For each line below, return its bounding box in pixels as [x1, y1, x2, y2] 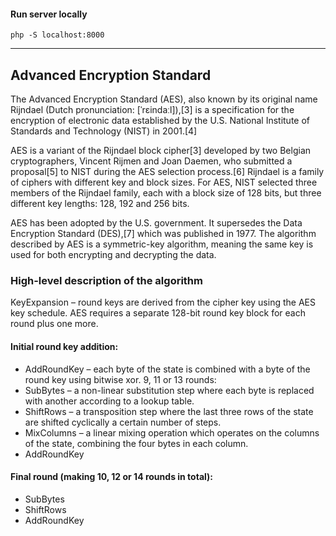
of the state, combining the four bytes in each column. [24, 437, 249, 449]
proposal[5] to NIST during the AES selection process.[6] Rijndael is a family [10, 166, 325, 178]
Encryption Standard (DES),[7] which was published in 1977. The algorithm [10, 228, 317, 240]
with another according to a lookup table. [24, 395, 195, 407]
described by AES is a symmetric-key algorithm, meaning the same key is [10, 238, 314, 250]
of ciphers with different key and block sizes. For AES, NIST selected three [10, 176, 318, 189]
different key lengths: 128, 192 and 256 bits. [10, 198, 190, 210]
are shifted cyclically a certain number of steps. [24, 416, 222, 428]
